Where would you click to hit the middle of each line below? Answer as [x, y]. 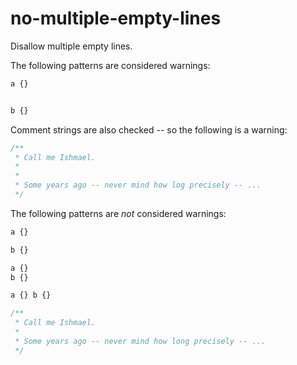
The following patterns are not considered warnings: [118, 213]
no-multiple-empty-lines [116, 18]
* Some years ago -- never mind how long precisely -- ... [140, 341]
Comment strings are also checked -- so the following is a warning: [149, 129]
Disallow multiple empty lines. [71, 46]
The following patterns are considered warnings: [110, 65]
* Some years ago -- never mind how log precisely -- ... [138, 185]
